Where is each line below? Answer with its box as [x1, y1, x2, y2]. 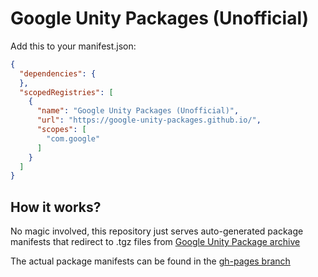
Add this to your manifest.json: [10, 40, 137, 52]
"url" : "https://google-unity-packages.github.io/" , [36, 115, 262, 126]
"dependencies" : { [19, 68, 97, 79]
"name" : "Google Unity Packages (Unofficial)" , [36, 106, 240, 116]
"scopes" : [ [36, 125, 87, 135]
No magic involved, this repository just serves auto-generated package [10, 225, 304, 237]
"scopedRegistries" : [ [19, 87, 114, 97]
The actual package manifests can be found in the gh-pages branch [10, 255, 291, 267]
